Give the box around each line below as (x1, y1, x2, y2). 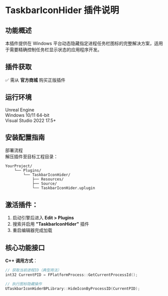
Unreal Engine (5, 106, 35, 113)
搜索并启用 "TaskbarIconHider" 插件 (12, 221, 89, 227)
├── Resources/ (32, 177, 64, 182)
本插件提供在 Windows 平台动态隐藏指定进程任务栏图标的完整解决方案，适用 (5, 41, 163, 46)
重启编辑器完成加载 (12, 227, 53, 233)
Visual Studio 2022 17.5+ (5, 117, 56, 123)
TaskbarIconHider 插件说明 (5, 5, 119, 16)
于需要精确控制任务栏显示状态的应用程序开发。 (5, 47, 102, 53)
